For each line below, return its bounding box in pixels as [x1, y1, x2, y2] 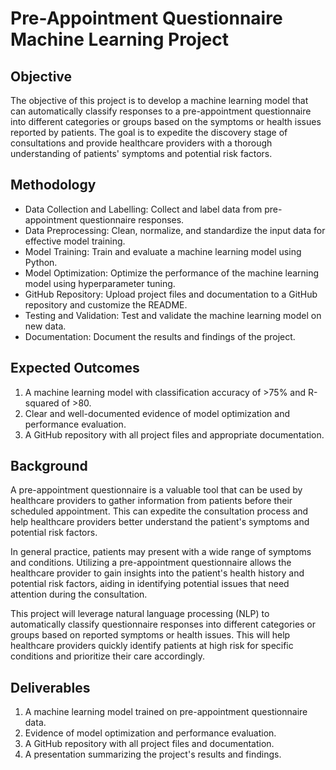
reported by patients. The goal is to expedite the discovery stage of [10, 127, 288, 138]
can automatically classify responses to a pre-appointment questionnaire [10, 105, 312, 117]
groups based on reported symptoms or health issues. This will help [10, 629, 291, 641]
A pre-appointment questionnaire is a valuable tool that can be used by [10, 484, 303, 496]
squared [24, 397, 60, 409]
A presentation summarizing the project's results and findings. [24, 748, 282, 761]
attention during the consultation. [10, 588, 148, 601]
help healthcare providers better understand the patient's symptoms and [10, 516, 310, 528]
